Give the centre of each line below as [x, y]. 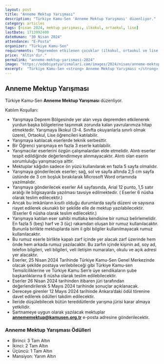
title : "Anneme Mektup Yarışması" [40, 14]
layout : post [18, 10]
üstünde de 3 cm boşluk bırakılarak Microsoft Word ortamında [74, 176]
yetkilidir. [21, 307]
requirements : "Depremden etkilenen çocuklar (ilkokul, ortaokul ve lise [82, 50]
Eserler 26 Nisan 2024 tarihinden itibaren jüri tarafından [68, 281]
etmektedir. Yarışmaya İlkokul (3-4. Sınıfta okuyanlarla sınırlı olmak [79, 130]
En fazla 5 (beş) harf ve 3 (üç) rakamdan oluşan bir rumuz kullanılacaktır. [85, 223]
